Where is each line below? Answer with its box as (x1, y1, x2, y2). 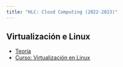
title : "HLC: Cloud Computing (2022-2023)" (6, 9, 118, 15)
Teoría (15, 48, 32, 55)
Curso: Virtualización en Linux (15, 54, 90, 62)
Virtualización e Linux (6, 32, 91, 42)
